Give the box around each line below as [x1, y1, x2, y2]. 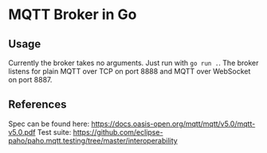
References [8, 98, 67, 112]
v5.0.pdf [8, 127, 36, 136]
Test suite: [37, 127, 72, 136]
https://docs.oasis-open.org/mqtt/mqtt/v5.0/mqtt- [91, 119, 256, 128]
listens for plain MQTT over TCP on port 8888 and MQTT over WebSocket [8, 67, 251, 76]
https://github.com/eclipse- [73, 127, 163, 136]
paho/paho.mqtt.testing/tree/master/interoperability [8, 136, 178, 145]
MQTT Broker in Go [8, 6, 137, 24]
